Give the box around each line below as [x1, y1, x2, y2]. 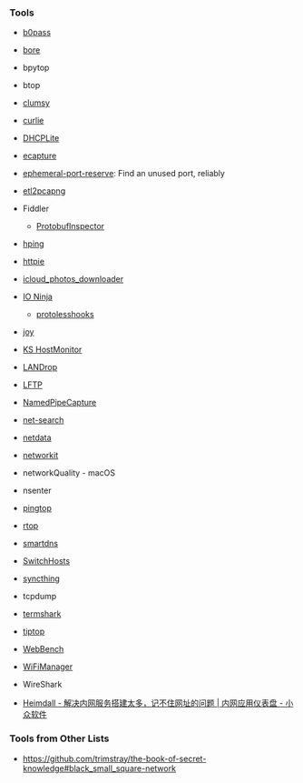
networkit [22, 450, 59, 461]
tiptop [22, 626, 45, 637]
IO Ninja [22, 291, 53, 302]
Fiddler [22, 203, 50, 215]
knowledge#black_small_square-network [22, 762, 177, 774]
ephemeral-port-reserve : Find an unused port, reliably [22, 168, 225, 179]
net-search [22, 415, 64, 426]
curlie [22, 115, 44, 126]
